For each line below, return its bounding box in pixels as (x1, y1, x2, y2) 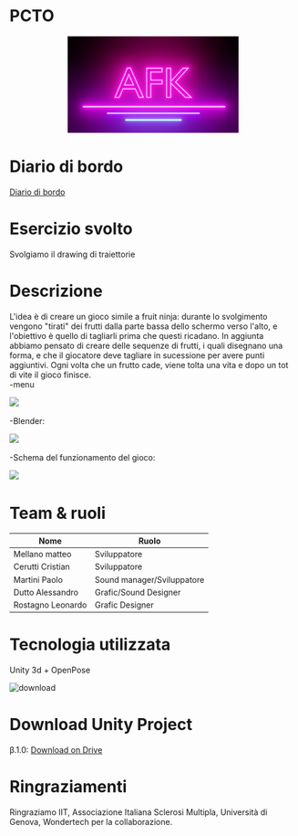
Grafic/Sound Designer (94, 587, 181, 598)
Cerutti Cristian (13, 561, 70, 572)
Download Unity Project (9, 714, 193, 735)
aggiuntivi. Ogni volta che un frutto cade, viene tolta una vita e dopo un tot (9, 359, 289, 370)
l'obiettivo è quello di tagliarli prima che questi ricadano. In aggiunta (9, 330, 264, 341)
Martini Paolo (13, 574, 64, 585)
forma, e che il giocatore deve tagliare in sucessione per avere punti (9, 349, 265, 361)
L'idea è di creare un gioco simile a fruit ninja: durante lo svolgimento (9, 311, 268, 322)
